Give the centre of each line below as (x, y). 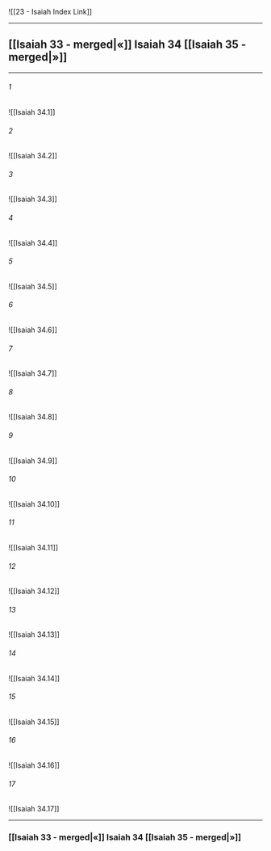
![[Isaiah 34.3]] (33, 199)
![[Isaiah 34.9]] (33, 461)
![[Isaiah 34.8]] (33, 417)
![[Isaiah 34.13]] (34, 634)
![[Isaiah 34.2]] (33, 156)
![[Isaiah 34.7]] (33, 373)
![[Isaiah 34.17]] (34, 809)
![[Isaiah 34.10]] (34, 503)
